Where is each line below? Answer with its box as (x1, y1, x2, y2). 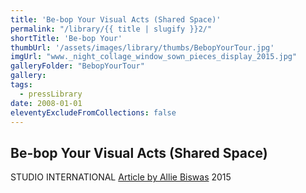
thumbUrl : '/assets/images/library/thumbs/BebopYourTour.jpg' (10, 42, 275, 53)
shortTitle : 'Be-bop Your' (10, 33, 123, 43)
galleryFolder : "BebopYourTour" (10, 61, 145, 71)
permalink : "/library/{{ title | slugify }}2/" (10, 24, 213, 34)
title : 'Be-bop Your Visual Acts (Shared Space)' (10, 14, 222, 25)
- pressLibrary (19, 89, 83, 99)
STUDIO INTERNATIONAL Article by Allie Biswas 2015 (10, 171, 232, 183)
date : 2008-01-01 (10, 98, 83, 108)
